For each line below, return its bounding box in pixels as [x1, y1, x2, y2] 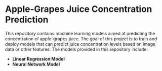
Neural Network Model [12, 61, 60, 67]
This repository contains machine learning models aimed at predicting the [5, 30, 156, 36]
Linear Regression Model [12, 56, 65, 62]
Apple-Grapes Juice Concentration [5, 3, 152, 15]
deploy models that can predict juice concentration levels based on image [5, 41, 156, 47]
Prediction [5, 14, 48, 25]
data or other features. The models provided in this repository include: [5, 46, 148, 52]
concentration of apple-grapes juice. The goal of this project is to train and [5, 36, 157, 42]
